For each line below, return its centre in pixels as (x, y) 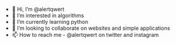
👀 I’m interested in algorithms (48, 15)
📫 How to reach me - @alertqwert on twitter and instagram (85, 35)
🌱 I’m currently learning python (50, 22)
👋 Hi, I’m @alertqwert (38, 9)
